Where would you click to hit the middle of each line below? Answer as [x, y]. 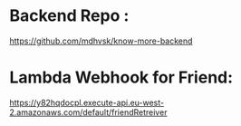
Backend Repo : [69, 16]
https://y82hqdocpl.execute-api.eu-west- [87, 102]
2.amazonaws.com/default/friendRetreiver [88, 112]
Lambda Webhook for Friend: [121, 78]
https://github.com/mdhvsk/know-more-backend [101, 41]
